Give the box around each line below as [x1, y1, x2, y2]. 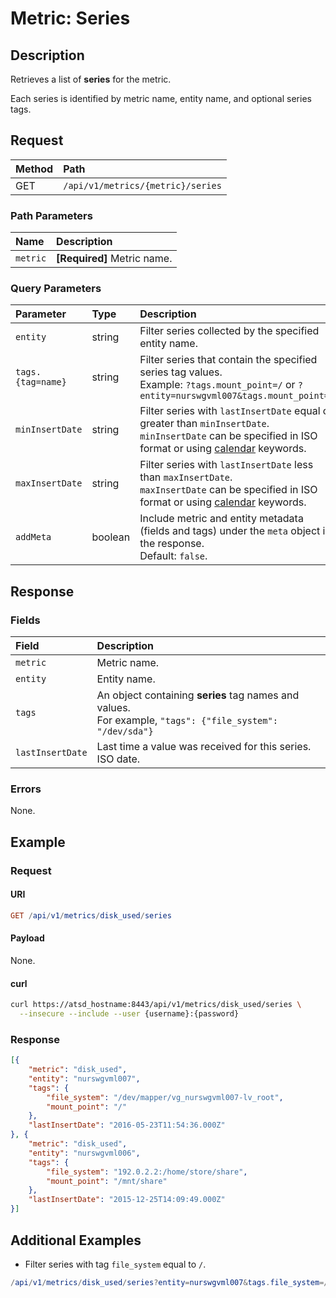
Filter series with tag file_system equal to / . [24, 1258, 207, 1270]
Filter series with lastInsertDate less [139, 458, 314, 472]
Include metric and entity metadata [139, 512, 304, 526]
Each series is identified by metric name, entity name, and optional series [10, 93, 312, 104]
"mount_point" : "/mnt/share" [46, 1176, 168, 1186]
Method [15, 162, 54, 176]
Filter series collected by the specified [139, 324, 320, 338]
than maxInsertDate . [139, 470, 233, 484]
